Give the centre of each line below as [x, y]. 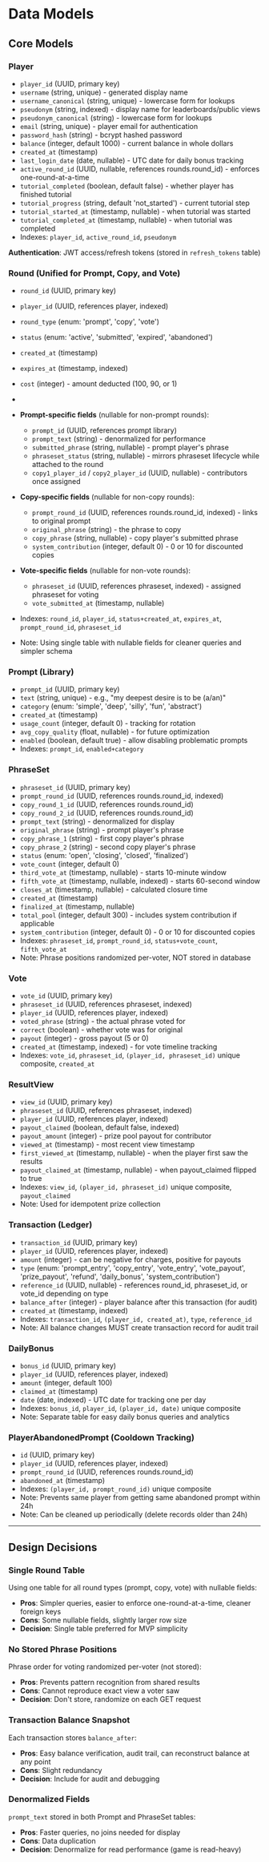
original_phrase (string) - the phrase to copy [106, 530]
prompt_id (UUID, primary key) [70, 689]
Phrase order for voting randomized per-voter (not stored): [105, 1667]
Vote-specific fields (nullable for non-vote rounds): [105, 570]
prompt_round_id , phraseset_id [70, 627]
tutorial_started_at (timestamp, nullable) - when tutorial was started [135, 211]
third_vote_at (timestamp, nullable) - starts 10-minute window [123, 872]
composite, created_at [57, 1064]
